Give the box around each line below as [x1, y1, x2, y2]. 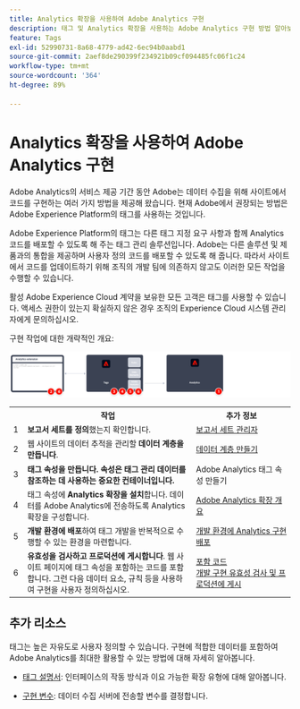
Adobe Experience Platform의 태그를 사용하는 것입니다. [9, 209, 206, 219]
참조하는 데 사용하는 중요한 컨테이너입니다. [27, 474, 175, 485]
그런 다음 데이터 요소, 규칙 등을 [53, 573, 160, 584]
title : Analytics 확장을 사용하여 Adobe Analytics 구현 [9, 14, 205, 23]
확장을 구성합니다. [27, 511, 89, 522]
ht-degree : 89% [9, 81, 66, 90]
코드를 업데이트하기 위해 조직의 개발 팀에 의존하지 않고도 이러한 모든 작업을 [25, 261, 286, 272]
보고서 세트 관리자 [196, 424, 259, 434]
